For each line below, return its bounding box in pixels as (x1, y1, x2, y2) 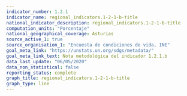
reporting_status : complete (6, 70, 77, 76)
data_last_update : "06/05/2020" (6, 58, 87, 64)
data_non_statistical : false (6, 64, 79, 70)
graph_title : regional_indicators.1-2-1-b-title (6, 75, 130, 81)
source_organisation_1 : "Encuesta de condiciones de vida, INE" (6, 42, 170, 48)
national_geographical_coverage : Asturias (6, 31, 114, 37)
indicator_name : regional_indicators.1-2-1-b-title (6, 14, 138, 20)
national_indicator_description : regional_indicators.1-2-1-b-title (6, 20, 181, 26)
